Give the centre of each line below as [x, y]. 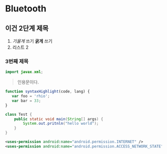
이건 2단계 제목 [27, 28]
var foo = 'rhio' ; [31, 96]
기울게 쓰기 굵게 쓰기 [32, 41]
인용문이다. [28, 82]
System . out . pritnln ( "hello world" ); [61, 124]
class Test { [19, 114]
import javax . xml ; [24, 72]
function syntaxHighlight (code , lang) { [48, 92]
